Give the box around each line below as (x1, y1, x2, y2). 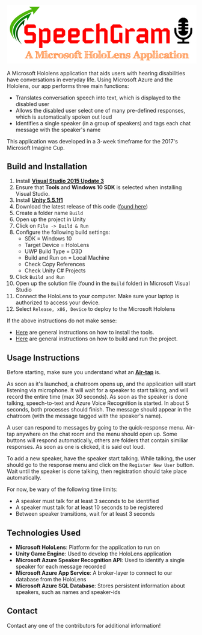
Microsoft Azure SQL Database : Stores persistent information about (15, 582, 185, 589)
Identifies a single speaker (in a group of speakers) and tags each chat (15, 119, 191, 127)
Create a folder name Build (15, 210, 84, 217)
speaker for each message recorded (15, 563, 106, 570)
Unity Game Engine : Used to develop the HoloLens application (15, 550, 172, 557)
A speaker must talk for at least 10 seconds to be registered (15, 504, 164, 511)
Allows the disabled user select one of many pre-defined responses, (15, 107, 186, 114)
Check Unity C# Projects (24, 267, 86, 274)
